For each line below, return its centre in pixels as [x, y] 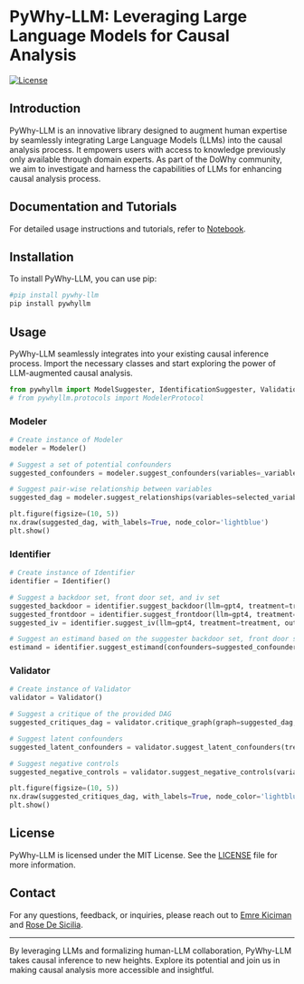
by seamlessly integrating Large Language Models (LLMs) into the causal [146, 140]
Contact [33, 893]
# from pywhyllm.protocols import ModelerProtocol [107, 398]
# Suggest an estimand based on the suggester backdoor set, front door [149, 639]
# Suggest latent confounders [66, 739]
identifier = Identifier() [60, 582]
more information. [43, 865]
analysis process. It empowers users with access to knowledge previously [148, 149]
